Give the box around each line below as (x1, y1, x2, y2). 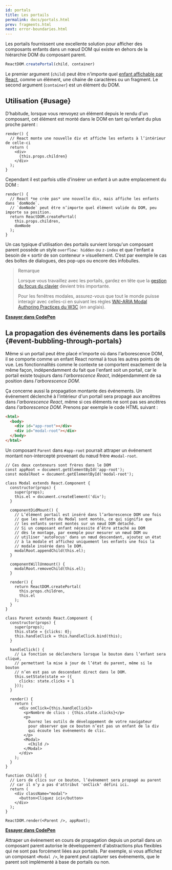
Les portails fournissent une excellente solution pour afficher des (5, 41, 142, 47)
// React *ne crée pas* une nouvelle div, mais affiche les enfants (10, 196, 159, 201)
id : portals (5, 7, 31, 13)
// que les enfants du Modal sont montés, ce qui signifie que (14, 516, 153, 522)
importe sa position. (5, 209, 52, 215)
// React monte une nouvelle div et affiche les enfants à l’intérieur (10, 136, 166, 141)
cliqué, (5, 656, 22, 661)
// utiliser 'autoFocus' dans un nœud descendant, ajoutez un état (14, 534, 161, 540)
